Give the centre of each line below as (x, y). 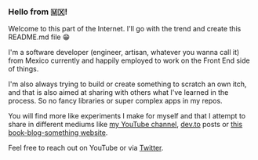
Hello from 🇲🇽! (38, 12)
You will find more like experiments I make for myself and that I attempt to (127, 116)
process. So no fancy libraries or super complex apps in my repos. (115, 101)
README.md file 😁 (39, 37)
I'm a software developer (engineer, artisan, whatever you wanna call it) (124, 53)
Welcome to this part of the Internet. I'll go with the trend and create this (125, 29)
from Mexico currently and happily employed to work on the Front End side (129, 60)
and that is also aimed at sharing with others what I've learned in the (118, 93)
